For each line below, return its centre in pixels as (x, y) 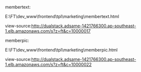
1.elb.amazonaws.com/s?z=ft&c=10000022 (48, 64)
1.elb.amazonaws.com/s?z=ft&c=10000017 (48, 31)
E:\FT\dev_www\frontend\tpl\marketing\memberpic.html (61, 50)
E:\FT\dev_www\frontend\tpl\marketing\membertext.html (62, 16)
